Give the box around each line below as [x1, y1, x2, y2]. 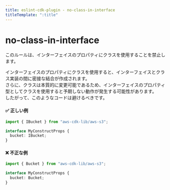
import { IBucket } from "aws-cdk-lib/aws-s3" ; [5, 119, 109, 124]
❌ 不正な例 [5, 150, 28, 156]
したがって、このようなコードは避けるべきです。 [5, 95, 108, 101]
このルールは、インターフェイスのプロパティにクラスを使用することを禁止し [5, 52, 166, 58]
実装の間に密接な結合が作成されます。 [9, 75, 90, 82]
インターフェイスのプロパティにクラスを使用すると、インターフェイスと [5, 69, 156, 75]
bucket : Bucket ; [10, 175, 44, 181]
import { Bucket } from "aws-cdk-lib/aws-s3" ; [5, 161, 106, 166]
